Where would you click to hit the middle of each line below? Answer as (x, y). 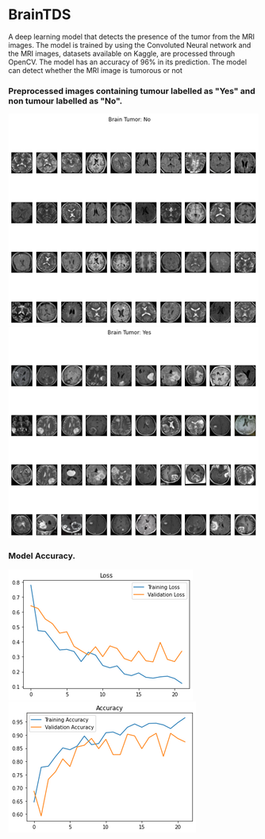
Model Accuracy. (42, 556)
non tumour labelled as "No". (65, 101)
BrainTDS (40, 15)
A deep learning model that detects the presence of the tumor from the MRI (132, 37)
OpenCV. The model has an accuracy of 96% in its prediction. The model (128, 62)
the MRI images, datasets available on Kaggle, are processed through (122, 53)
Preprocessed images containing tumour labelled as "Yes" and (132, 91)
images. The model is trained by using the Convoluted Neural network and (130, 44)
